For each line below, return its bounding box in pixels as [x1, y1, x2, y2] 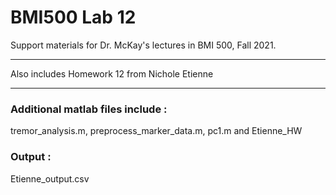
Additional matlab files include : [10, 102, 168, 116]
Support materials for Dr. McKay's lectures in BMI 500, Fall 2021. [10, 39, 277, 51]
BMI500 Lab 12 [10, 6, 137, 29]
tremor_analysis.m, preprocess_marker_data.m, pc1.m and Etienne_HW [10, 125, 303, 137]
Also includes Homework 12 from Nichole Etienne [10, 67, 214, 80]
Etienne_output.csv [10, 172, 90, 185]
